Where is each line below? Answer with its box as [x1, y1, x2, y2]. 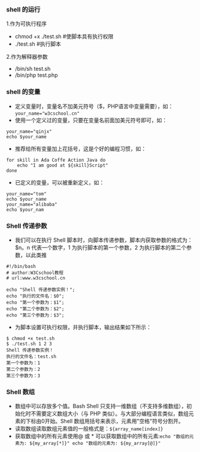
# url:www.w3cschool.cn [6, 275, 66, 281]
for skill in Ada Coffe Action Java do [6, 157, 106, 163]
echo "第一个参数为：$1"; [6, 299, 65, 305]
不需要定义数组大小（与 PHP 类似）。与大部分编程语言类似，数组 [31, 410, 189, 417]
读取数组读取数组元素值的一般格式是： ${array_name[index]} [14, 425, 163, 432]
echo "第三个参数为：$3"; [6, 312, 65, 318]
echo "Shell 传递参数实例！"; [6, 287, 75, 293]
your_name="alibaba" [6, 201, 58, 207]
